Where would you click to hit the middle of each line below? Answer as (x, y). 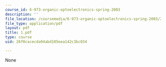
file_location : (21, 19)
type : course (19, 37)
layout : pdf (17, 28)
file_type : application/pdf (34, 23)
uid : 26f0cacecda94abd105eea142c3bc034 (46, 42)
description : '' (22, 14)
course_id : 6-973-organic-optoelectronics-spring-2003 (63, 10)
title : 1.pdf (19, 33)
